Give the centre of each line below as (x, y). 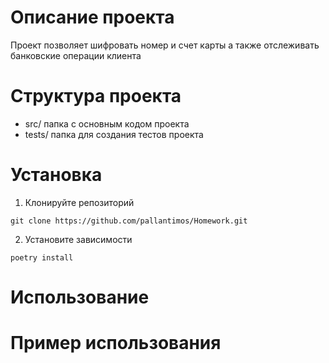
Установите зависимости (78, 239)
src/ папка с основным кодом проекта (107, 123)
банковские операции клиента (76, 55)
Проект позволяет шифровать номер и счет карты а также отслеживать (165, 45)
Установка (56, 175)
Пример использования (116, 343)
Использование (80, 297)
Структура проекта (96, 96)
